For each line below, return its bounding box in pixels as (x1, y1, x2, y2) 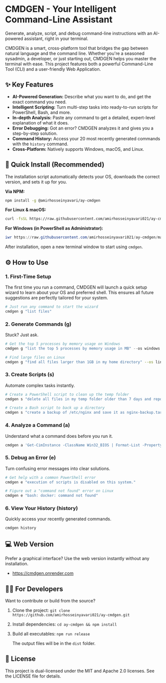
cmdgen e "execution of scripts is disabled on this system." (5, 479, 136, 485)
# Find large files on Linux (5, 355, 65, 360)
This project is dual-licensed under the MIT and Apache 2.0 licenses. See (5, 668, 155, 674)
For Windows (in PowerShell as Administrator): (5, 225, 104, 231)
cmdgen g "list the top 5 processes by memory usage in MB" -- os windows (5, 346, 161, 351)
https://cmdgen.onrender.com (12, 570, 74, 576)
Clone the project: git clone (12, 607, 70, 613)
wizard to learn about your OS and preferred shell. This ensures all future (5, 289, 154, 295)
